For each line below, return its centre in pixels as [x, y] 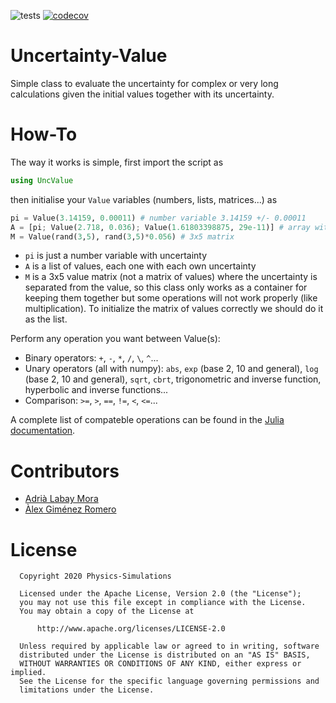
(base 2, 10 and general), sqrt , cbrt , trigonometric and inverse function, [173, 379]
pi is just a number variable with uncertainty [116, 256]
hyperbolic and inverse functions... [96, 390]
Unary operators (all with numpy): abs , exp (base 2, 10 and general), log [171, 369]
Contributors [65, 471]
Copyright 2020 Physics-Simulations [95, 576]
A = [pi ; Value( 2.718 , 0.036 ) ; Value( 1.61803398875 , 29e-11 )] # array [160, 227]
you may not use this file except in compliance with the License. [163, 603]
